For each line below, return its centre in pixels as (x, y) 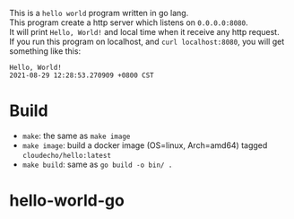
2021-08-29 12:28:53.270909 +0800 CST (82, 75)
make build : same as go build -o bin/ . (97, 164)
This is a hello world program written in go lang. (99, 13)
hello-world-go (67, 201)
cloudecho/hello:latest (67, 155)
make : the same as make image (76, 136)
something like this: (45, 51)
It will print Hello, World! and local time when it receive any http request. (144, 32)
